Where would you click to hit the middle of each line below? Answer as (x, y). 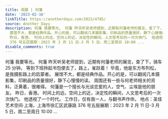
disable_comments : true (30, 47)
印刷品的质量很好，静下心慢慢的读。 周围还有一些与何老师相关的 (84, 80)
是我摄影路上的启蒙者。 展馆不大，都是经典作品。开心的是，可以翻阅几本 (80, 74)
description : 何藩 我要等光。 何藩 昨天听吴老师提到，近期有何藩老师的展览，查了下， (84, 28)
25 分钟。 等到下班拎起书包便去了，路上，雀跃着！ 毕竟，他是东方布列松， (82, 68)
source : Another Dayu (28, 24)
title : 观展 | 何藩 (24, 10)
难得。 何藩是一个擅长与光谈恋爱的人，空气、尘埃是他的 (93, 86)
